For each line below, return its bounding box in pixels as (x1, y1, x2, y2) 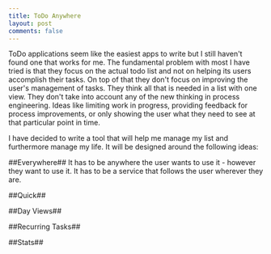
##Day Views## (8, 206, 62, 216)
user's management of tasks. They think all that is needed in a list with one (8, 83, 257, 93)
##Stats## (8, 238, 44, 248)
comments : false (8, 27, 63, 35)
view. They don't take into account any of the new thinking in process (8, 92, 240, 102)
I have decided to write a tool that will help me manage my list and (8, 133, 229, 143)
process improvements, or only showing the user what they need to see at (8, 109, 256, 119)
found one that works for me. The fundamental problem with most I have (8, 57, 251, 67)
